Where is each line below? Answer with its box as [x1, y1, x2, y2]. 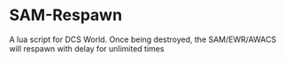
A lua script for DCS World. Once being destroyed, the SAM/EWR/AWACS [9, 34, 277, 45]
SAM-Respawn [9, 5, 122, 25]
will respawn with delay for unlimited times [9, 43, 165, 53]
